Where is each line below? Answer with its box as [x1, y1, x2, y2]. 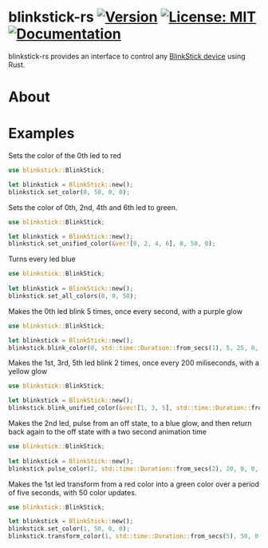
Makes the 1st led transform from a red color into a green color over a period [8, 479, 260, 489]
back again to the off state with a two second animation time [8, 427, 207, 437]
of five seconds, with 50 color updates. [8, 487, 137, 497]
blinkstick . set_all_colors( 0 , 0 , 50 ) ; [8, 292, 137, 300]
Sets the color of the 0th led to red [8, 151, 122, 161]
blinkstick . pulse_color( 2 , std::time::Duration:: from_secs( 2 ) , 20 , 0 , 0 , [8, 464, 259, 473]
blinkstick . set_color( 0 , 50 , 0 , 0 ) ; [8, 188, 130, 196]
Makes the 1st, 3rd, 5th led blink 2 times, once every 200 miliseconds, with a [8, 358, 259, 367]
